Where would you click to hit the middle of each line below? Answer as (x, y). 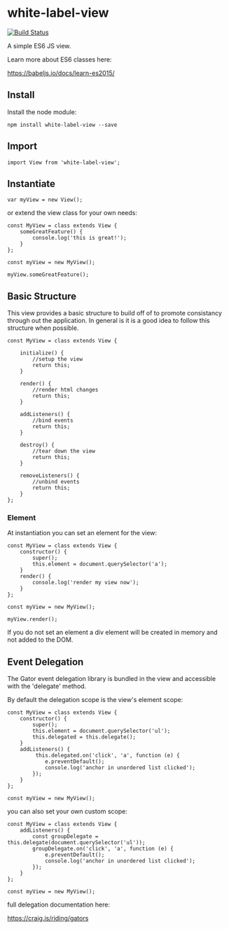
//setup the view (57, 359)
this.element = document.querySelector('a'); (100, 564)
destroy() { (37, 445)
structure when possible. (43, 328)
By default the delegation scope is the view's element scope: (95, 700)
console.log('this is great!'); (80, 238)
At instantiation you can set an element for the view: (82, 533)
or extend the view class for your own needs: (72, 213)
